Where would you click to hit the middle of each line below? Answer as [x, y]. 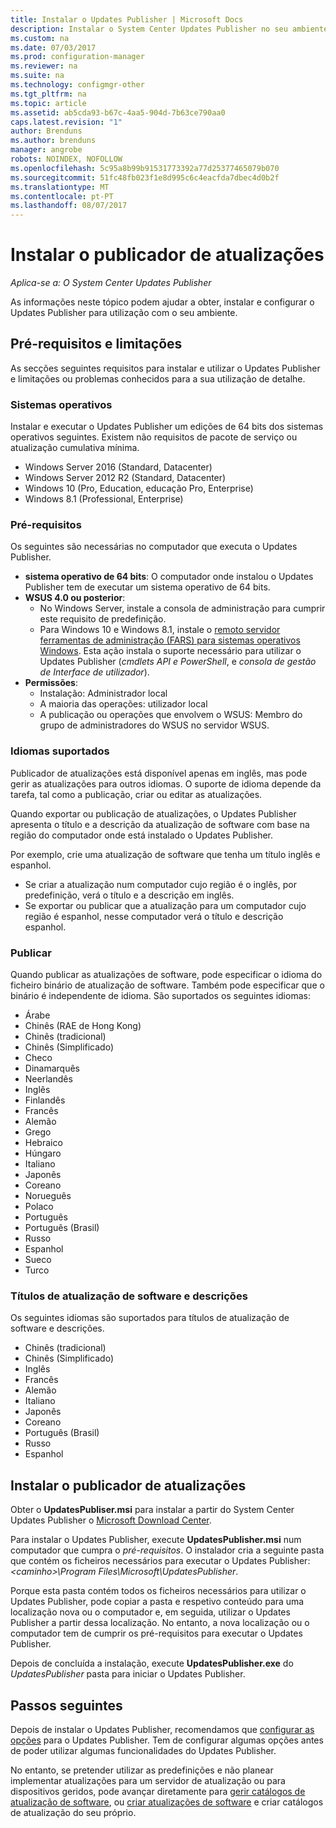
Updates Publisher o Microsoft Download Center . [111, 1520]
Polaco [39, 1207]
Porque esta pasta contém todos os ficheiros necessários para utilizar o [158, 1591]
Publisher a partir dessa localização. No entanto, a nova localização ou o [160, 1623]
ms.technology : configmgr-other [77, 85]
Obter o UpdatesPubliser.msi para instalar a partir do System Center [152, 1510]
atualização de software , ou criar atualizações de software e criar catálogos [167, 1802]
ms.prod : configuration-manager [77, 57]
